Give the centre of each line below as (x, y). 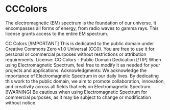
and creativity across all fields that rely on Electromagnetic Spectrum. (78, 86)
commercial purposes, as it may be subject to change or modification (78, 97)
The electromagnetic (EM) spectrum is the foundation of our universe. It (81, 23)
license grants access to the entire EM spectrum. (57, 33)
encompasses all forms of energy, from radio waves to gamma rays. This (82, 28)
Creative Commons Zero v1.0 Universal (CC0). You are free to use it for (80, 49)
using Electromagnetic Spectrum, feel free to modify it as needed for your (83, 65)
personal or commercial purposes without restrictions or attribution (76, 54)
